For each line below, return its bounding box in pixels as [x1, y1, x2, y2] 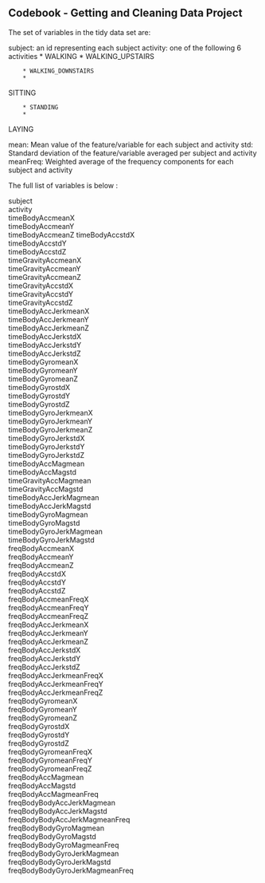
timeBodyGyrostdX [8, 382, 71, 392]
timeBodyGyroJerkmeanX [8, 408, 93, 417]
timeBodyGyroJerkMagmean [8, 526, 103, 536]
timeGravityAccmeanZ [8, 272, 81, 282]
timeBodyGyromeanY [8, 365, 78, 375]
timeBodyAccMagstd [8, 467, 77, 477]
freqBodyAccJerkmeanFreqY [8, 679, 103, 688]
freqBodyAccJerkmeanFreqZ [8, 688, 103, 697]
